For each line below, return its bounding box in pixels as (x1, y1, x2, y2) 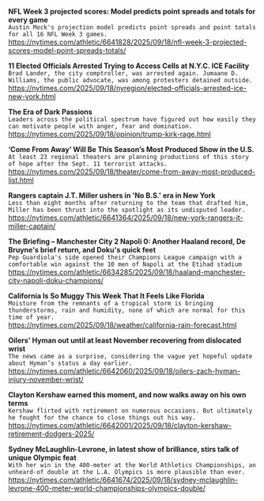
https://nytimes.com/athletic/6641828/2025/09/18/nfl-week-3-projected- (8, 37, 247, 47)
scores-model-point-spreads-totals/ (8, 46, 126, 55)
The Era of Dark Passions (8, 107, 92, 116)
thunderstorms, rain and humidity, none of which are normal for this (8, 306, 246, 314)
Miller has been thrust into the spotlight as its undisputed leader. (8, 206, 246, 214)
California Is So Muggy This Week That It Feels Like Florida (8, 291, 205, 300)
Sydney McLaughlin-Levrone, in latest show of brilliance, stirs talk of (8, 445, 239, 454)
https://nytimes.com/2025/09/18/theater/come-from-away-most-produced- (8, 167, 255, 176)
